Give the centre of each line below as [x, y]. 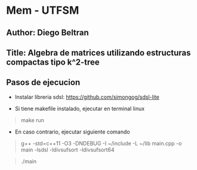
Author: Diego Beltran [48, 33]
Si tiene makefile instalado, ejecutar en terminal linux [80, 108]
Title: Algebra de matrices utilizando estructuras [98, 52]
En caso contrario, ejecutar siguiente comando [72, 132]
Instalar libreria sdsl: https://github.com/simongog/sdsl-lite [87, 97]
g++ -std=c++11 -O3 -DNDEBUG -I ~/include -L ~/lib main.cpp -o [101, 143]
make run [33, 120]
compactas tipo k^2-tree [53, 62]
